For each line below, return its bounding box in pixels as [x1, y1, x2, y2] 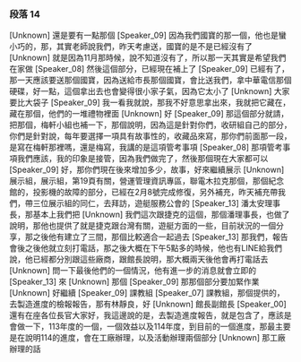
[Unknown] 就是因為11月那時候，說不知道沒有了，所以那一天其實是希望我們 [9, 52, 287, 64]
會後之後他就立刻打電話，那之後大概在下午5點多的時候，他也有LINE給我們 [9, 243, 282, 254]
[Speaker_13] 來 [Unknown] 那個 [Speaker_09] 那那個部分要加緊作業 [9, 276, 260, 288]
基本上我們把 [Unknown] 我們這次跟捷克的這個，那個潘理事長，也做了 [32, 209, 290, 220]
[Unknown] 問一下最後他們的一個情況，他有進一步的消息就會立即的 [9, 265, 257, 276]
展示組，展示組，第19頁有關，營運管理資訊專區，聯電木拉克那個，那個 [9, 176, 269, 186]
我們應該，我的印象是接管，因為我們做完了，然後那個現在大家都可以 [16, 153, 269, 164]
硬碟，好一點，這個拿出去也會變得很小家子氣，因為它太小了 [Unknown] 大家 [9, 86, 290, 97]
